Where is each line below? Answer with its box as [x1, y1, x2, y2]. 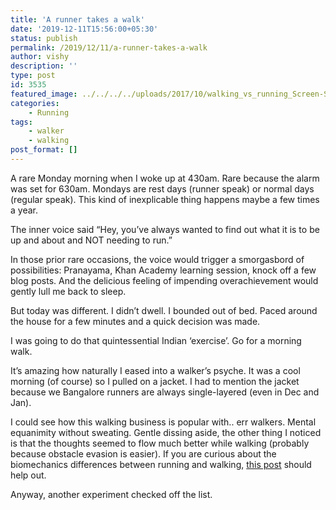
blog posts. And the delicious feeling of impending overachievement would [10, 274, 319, 286]
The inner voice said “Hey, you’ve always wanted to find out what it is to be [10, 223, 320, 235]
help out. [10, 469, 47, 481]
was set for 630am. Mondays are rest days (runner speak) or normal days [10, 182, 315, 195]
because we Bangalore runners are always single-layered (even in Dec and [10, 386, 320, 398]
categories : [10, 98, 60, 108]
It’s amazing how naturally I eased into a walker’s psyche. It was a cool [10, 364, 301, 376]
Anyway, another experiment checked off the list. [10, 488, 213, 500]
